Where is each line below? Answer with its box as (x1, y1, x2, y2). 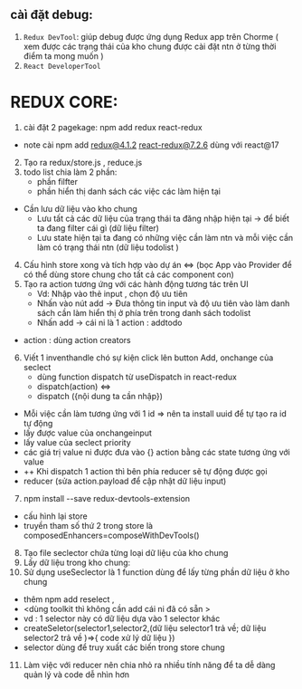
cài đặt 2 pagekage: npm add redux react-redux (23, 121, 203, 132)
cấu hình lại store (23, 511, 89, 522)
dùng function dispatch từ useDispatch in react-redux (36, 371, 238, 382)
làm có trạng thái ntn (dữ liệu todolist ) (36, 242, 179, 253)
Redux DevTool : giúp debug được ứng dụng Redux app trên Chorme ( (23, 31, 279, 42)
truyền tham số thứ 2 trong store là (23, 520, 153, 531)
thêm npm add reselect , (23, 593, 115, 605)
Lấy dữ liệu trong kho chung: (23, 557, 131, 568)
